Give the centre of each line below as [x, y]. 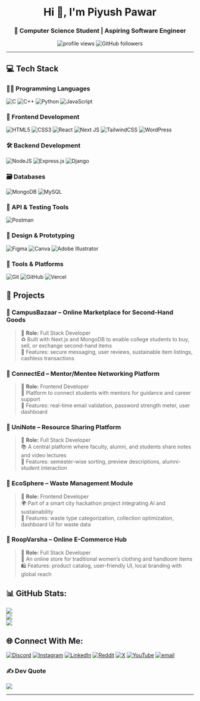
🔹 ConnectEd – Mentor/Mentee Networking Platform [83, 373]
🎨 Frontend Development [43, 117]
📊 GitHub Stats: [37, 594]
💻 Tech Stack [32, 69]
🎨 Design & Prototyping [40, 235]
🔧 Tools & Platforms [35, 264]
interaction [54, 468]
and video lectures [43, 455]
